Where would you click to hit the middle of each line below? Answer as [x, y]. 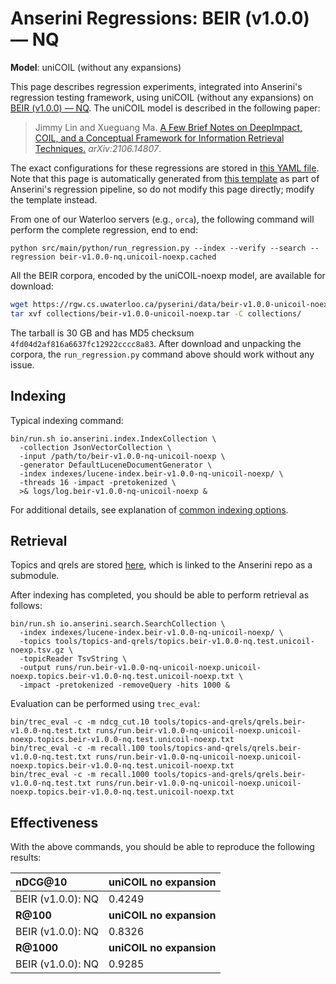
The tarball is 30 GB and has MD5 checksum [102, 333]
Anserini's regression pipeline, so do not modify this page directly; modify [162, 189]
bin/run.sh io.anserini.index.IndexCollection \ [113, 438]
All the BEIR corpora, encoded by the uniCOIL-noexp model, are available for [168, 275]
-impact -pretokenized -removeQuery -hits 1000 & [124, 685]
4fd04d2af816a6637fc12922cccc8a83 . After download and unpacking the [156, 343]
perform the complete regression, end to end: [104, 229]
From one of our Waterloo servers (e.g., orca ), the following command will [162, 219]
